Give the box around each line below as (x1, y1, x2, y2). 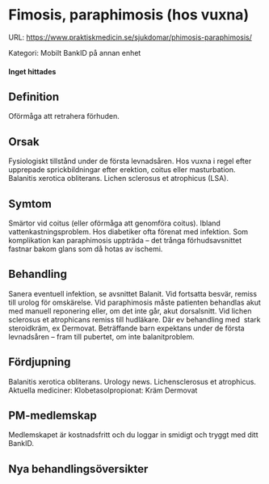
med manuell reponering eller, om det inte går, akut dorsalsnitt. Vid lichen (8, 305, 252, 316)
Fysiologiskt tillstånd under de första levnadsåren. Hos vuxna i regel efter (8, 156, 252, 166)
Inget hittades (8, 66, 57, 76)
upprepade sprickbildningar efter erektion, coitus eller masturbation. (8, 165, 236, 175)
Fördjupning (8, 356, 71, 369)
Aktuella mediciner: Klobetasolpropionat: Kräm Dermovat (8, 385, 198, 395)
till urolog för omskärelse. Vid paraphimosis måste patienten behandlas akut (8, 297, 261, 307)
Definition (8, 90, 59, 103)
